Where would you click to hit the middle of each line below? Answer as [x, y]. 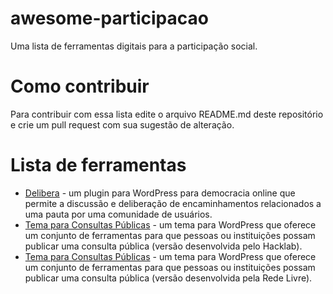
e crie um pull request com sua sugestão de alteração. [122, 124]
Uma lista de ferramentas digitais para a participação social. [134, 46]
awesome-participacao [109, 18]
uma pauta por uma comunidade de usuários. [118, 214]
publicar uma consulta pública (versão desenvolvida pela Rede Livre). [168, 278]
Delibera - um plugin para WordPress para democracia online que [160, 193]
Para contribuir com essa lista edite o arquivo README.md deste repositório [167, 114]
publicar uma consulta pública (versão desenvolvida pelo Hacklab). [163, 246]
